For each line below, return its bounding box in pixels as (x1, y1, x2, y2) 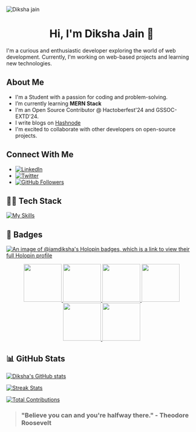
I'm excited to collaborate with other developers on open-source (15, 125, 176, 133)
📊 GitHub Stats (6, 353, 65, 364)
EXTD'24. (15, 113, 39, 120)
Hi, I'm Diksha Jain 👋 (49, 27, 154, 41)
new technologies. (6, 59, 53, 67)
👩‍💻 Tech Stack (6, 195, 62, 206)
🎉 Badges (6, 229, 43, 240)
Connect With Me (6, 149, 74, 160)
